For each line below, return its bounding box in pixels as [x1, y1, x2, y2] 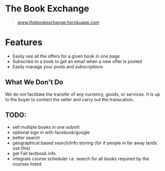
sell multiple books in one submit [12, 124, 80, 130]
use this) [12, 145, 31, 151]
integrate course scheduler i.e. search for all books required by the [12, 156, 150, 162]
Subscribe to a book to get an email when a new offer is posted [12, 58, 143, 64]
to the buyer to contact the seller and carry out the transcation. [5, 96, 134, 102]
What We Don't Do [5, 78, 64, 87]
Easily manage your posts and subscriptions [12, 63, 103, 69]
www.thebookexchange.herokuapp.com [17, 19, 99, 25]
